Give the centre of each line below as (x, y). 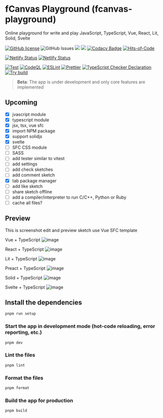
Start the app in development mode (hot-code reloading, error (80, 326)
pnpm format (17, 388)
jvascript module (29, 114)
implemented (30, 87)
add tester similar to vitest (38, 159)
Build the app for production (39, 400)
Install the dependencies (44, 303)
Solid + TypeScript (24, 278)
